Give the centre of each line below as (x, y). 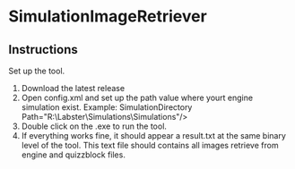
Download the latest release (73, 88)
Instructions (43, 50)
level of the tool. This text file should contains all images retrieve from (150, 145)
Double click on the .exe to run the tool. (94, 126)
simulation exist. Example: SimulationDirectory (107, 107)
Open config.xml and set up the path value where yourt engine (137, 97)
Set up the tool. (37, 71)
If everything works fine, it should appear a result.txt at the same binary (153, 135)
